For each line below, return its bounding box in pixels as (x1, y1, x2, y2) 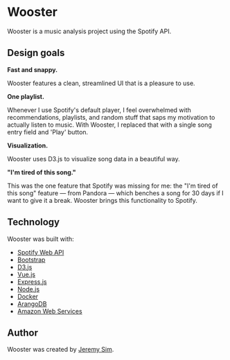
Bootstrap (17, 255, 46, 264)
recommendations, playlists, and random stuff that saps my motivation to (7, 113, 215, 121)
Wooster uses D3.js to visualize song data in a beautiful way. (7, 154, 180, 163)
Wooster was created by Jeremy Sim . (7, 345, 114, 354)
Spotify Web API (17, 248, 64, 256)
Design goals (7, 47, 65, 59)
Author (7, 327, 38, 339)
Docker (17, 292, 39, 300)
